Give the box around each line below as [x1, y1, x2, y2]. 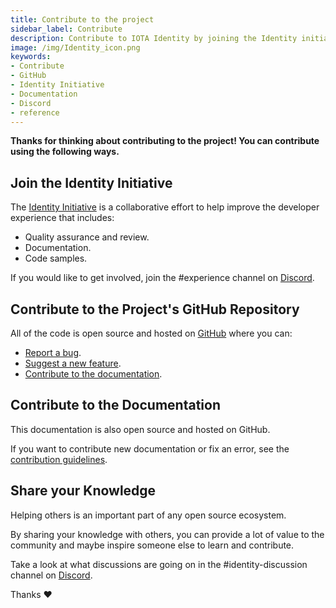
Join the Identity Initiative [10, 174, 173, 191]
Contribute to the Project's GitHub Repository [10, 301, 300, 318]
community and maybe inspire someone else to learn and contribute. [10, 539, 295, 551]
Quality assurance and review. [24, 231, 150, 243]
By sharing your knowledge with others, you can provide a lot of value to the [10, 528, 325, 540]
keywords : [10, 52, 52, 62]
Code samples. [24, 252, 88, 265]
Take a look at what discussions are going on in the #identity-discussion [10, 558, 308, 570]
